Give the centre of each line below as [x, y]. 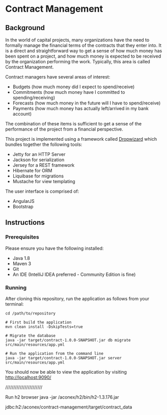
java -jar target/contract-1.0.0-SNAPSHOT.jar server [64, 358]
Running [16, 288]
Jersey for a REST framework [44, 165]
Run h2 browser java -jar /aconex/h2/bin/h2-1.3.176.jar [62, 397]
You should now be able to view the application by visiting [66, 372]
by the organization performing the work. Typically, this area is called [78, 61]
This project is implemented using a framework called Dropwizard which [81, 139]
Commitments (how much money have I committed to [69, 92]
